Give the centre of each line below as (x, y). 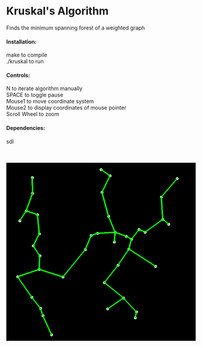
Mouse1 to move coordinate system (50, 101)
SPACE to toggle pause (35, 95)
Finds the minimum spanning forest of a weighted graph (76, 28)
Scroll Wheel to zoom (33, 114)
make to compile (27, 55)
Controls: (18, 75)
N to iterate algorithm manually (44, 89)
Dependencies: (26, 128)
